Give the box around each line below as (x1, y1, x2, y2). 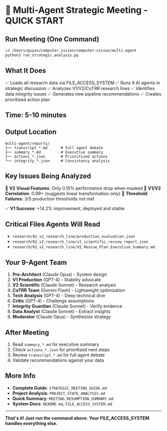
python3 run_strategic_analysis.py (5, 52, 79, 58)
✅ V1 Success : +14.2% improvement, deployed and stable (5, 205, 125, 211)
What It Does (5, 67, 46, 75)
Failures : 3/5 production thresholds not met (5, 196, 94, 202)
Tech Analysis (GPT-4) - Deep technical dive (12, 293, 105, 299)
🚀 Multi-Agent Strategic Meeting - (5, 4, 148, 16)
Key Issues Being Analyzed (5, 172, 91, 181)
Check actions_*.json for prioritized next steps (12, 347, 110, 353)
